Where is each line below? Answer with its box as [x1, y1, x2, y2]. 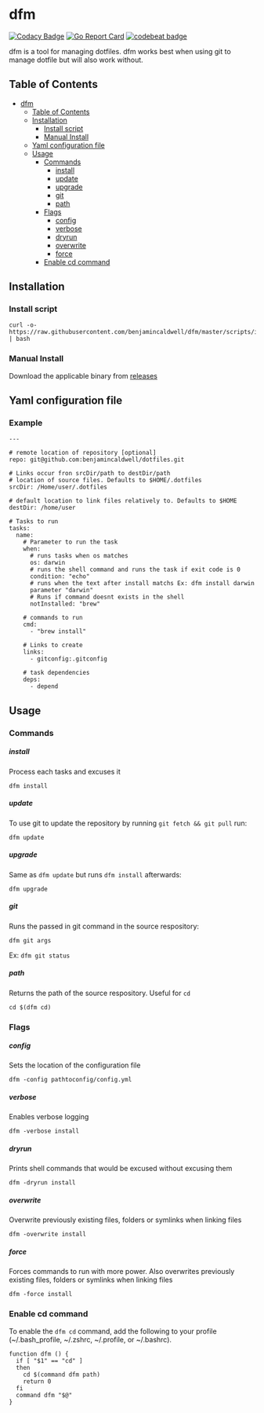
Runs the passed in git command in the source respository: [9, 921, 199, 931]
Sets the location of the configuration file [9, 1060, 141, 1070]
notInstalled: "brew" [29, 600, 101, 608]
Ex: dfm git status [9, 950, 71, 960]
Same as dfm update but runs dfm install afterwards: [9, 869, 183, 879]
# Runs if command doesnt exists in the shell [29, 593, 185, 602]
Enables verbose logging [9, 1112, 89, 1122]
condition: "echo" [29, 573, 90, 580]
